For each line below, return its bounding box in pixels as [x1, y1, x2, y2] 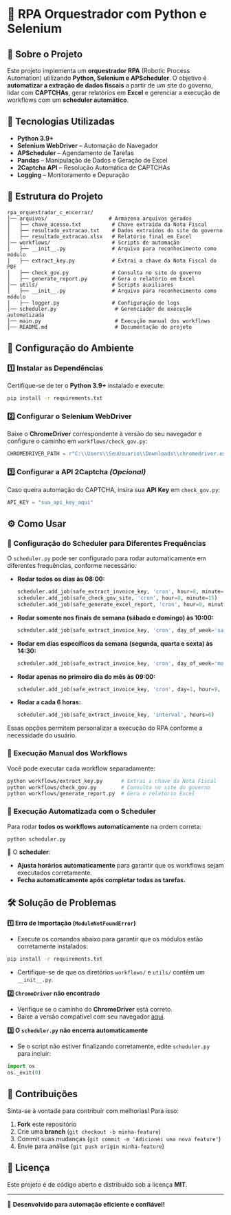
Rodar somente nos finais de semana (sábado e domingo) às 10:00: [16, 613, 214, 622]
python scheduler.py [7, 835, 67, 843]
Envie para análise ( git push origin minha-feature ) [16, 1142, 165, 1150]
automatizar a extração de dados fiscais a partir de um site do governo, [7, 81, 213, 89]
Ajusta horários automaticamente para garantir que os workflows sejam [16, 861, 225, 870]
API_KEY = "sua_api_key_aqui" [7, 499, 94, 506]
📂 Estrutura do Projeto [7, 191, 103, 203]
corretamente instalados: [16, 942, 88, 950]
